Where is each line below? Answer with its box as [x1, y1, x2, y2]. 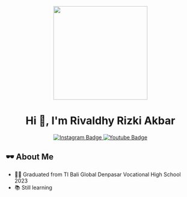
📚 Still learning [14, 184, 52, 191]
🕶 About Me [5, 152, 54, 162]
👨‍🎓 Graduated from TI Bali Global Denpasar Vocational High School [14, 171, 181, 178]
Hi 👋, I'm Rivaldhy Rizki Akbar [25, 114, 176, 128]
